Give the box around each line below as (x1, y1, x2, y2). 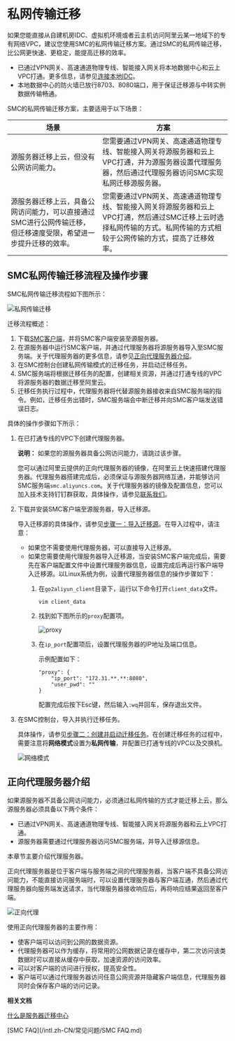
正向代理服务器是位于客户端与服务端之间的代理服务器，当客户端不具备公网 (7, 867, 222, 875)
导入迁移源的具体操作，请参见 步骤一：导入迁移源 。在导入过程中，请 (17, 519, 214, 528)
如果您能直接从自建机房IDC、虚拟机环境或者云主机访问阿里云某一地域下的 (7, 31, 220, 39)
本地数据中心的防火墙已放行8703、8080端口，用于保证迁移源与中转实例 (17, 80, 226, 89)
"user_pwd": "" (51, 681, 96, 688)
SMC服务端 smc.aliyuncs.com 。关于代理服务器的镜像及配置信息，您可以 (17, 481, 223, 490)
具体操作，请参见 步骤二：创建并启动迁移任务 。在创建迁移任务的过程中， (17, 730, 226, 738)
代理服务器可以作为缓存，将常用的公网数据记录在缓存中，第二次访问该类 (17, 946, 226, 955)
